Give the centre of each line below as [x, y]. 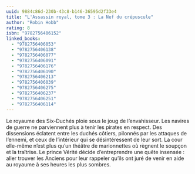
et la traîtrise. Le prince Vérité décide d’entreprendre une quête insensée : [95, 152]
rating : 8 [18, 28]
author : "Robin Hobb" [33, 22]
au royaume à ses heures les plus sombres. [59, 164]
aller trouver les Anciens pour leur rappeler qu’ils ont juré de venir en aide [95, 158]
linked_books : [23, 39]
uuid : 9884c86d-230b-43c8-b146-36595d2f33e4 [61, 11]
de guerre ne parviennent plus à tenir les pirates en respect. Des [84, 127]
